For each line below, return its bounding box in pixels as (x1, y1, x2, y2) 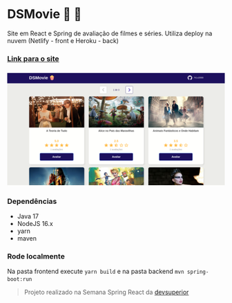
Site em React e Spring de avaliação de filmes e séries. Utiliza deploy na (7, 29, 213, 37)
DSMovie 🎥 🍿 (7, 6, 82, 22)
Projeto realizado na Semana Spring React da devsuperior (23, 288, 189, 297)
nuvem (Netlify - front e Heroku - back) (7, 36, 119, 44)
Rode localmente (7, 251, 66, 261)
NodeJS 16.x (17, 219, 53, 227)
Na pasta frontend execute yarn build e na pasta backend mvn (7, 267, 184, 276)
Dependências (7, 196, 57, 206)
